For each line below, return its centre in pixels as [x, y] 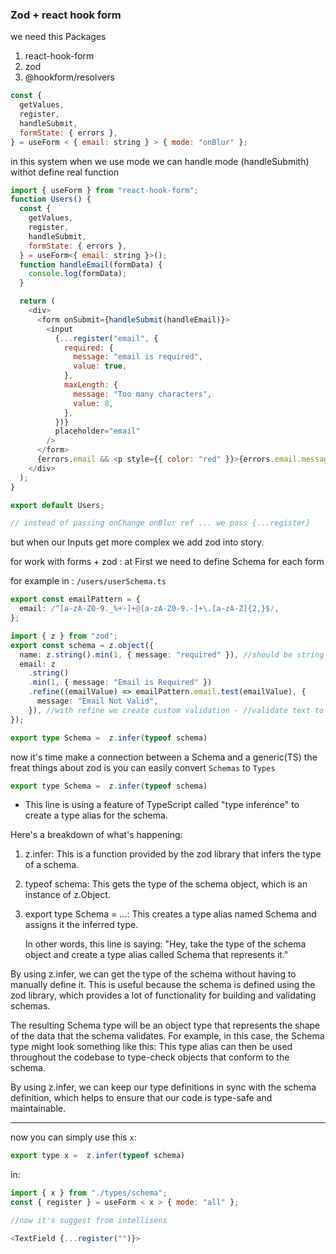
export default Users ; [57, 505]
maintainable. [38, 1109]
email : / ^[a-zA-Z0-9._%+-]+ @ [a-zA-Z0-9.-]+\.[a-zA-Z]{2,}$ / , [149, 609]
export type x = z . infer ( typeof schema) [98, 1156]
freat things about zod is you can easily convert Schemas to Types [143, 767]
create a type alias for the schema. [96, 815]
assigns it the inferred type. [81, 925]
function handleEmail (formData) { [91, 264]
